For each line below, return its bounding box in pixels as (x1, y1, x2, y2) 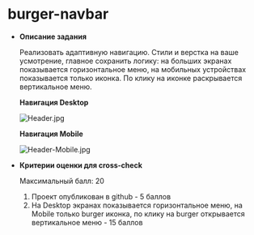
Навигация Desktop (19, 97, 89, 107)
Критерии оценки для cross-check (19, 160, 143, 170)
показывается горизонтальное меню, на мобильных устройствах (19, 64, 247, 74)
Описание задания (19, 32, 87, 41)
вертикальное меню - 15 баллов (31, 217, 143, 227)
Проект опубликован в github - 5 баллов (31, 191, 171, 201)
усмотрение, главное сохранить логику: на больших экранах (19, 56, 232, 66)
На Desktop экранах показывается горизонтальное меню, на (31, 200, 243, 210)
